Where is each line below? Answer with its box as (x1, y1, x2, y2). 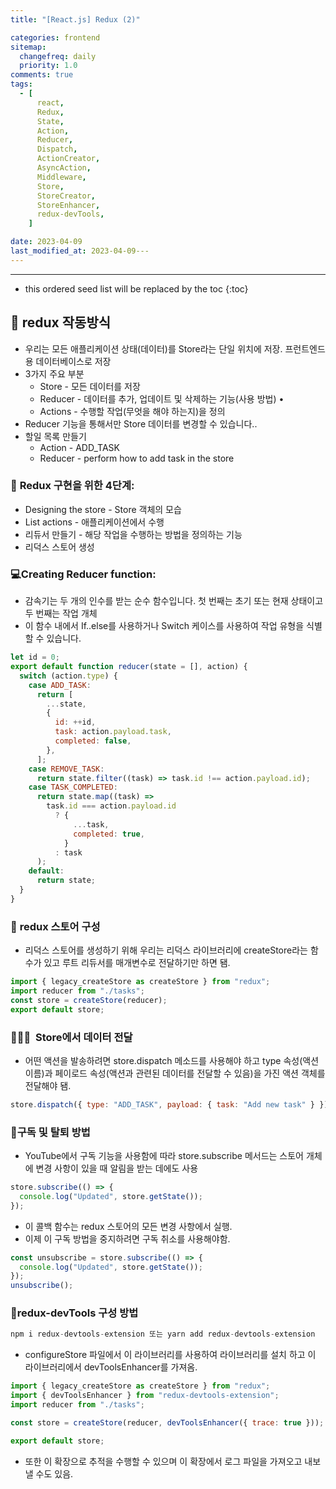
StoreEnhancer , (36, 200, 101, 210)
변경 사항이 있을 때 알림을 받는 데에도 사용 (35, 1162, 199, 1175)
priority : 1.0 (19, 61, 78, 71)
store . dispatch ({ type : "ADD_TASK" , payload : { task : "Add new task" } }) (10, 1099, 329, 1110)
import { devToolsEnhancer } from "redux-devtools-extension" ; (10, 1391, 280, 1401)
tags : (10, 79, 33, 90)
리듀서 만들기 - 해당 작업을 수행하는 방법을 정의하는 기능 (24, 528, 243, 540)
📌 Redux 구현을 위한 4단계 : (10, 479, 135, 493)
